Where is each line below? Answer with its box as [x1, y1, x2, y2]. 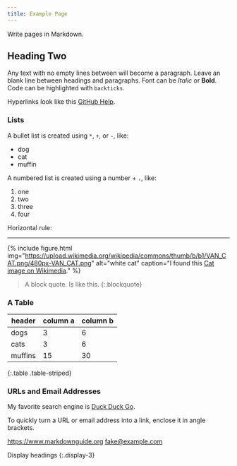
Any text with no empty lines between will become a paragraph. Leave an [7, 68, 221, 78]
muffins [11, 351, 37, 361]
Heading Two [7, 50, 67, 62]
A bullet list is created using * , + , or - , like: [7, 131, 129, 140]
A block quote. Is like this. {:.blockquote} [24, 280, 142, 288]
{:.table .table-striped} [7, 369, 72, 378]
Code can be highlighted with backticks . [7, 84, 125, 92]
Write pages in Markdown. [7, 30, 84, 38]
